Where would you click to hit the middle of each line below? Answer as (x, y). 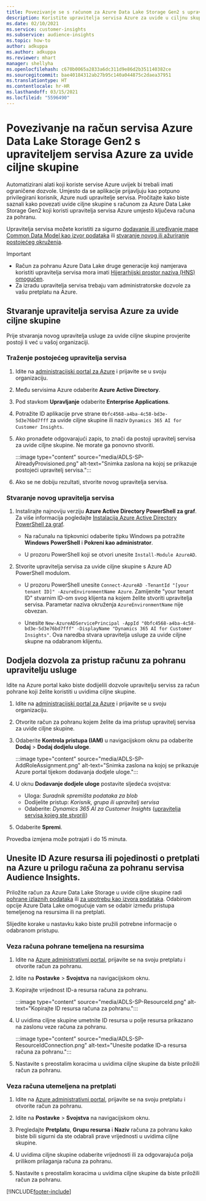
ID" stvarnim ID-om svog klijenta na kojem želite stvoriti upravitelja (108, 598)
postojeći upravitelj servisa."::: (53, 470)
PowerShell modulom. (43, 573)
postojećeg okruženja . (35, 242)
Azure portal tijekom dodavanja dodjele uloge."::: (77, 772)
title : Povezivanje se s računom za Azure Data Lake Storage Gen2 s (96, 12)
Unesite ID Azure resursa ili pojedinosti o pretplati (103, 859)
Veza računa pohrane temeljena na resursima (75, 946)
